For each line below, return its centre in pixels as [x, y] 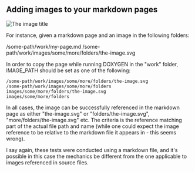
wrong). [16, 139]
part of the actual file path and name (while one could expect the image [93, 126]
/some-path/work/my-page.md [43, 46]
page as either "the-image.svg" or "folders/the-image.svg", [78, 113]
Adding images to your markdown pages [82, 10]
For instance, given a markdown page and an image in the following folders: [98, 35]
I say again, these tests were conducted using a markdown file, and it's [92, 150]
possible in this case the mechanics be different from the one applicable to [96, 156]
